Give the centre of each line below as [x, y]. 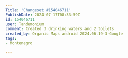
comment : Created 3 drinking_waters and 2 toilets [60, 29]
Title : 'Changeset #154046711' [38, 10]
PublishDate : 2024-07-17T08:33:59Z [43, 15]
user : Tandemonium [25, 24]
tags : [11, 39]
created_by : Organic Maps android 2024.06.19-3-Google [64, 34]
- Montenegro [19, 43]
